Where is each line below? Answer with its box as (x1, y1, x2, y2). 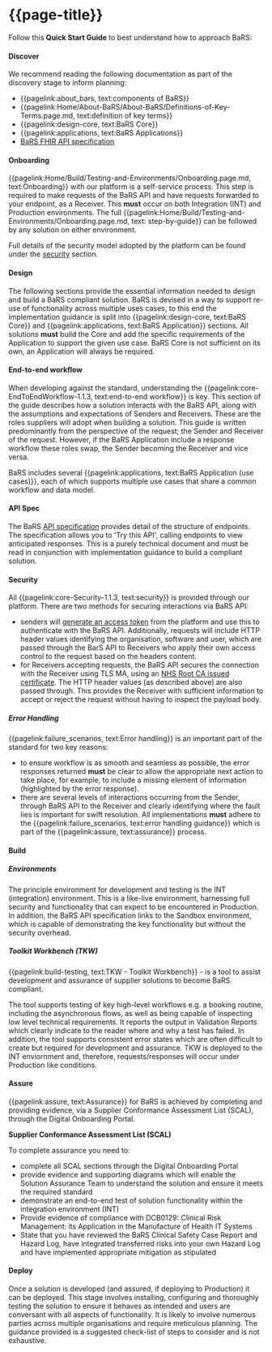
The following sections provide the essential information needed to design (8, 286, 256, 295)
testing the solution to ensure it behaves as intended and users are (8, 1301, 231, 1311)
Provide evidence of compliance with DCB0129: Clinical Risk (19, 1212, 222, 1222)
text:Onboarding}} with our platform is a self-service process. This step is (8, 182, 254, 192)
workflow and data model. (8, 484, 96, 494)
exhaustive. (8, 1336, 47, 1346)
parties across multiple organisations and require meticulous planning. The (8, 1319, 257, 1328)
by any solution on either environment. (8, 225, 137, 235)
